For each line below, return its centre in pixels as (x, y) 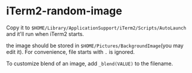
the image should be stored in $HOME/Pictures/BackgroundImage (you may (95, 45)
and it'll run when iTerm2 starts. (45, 34)
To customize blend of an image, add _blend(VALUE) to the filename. (90, 63)
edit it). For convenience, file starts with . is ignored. (71, 51)
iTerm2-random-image (64, 11)
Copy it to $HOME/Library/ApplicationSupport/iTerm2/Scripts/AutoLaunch (96, 28)
